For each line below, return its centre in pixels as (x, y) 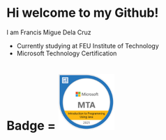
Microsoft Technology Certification (67, 53)
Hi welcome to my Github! (83, 13)
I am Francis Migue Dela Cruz (49, 32)
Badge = (31, 126)
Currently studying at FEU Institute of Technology (88, 45)
